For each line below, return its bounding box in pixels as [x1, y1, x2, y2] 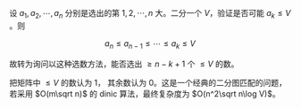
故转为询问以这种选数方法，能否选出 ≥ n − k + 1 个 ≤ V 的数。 [9, 58, 239, 69]
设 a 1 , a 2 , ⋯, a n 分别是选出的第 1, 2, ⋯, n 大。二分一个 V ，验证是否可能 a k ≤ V [9, 8, 291, 20]
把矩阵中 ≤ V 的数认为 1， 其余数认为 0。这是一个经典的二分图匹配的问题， [9, 77, 288, 88]
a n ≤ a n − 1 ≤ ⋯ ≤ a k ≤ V [104, 38, 196, 50]
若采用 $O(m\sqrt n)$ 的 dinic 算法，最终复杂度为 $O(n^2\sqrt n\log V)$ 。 [9, 88, 280, 99]
